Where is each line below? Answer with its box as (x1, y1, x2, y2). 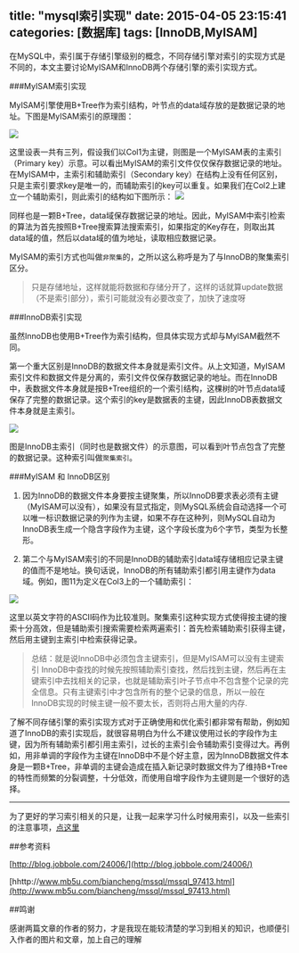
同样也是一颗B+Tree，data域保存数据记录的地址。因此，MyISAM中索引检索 (9, 210, 286, 220)
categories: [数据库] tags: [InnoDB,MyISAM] (9, 25, 258, 40)
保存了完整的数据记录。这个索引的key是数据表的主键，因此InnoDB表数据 (9, 394, 276, 404)
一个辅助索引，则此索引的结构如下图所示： (16, 191, 174, 202)
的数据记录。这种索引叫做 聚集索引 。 (9, 452, 138, 462)
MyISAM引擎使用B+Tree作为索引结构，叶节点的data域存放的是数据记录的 (9, 99, 278, 110)
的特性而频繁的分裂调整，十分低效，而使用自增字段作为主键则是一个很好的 (9, 772, 282, 783)
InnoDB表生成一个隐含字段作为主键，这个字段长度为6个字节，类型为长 (21, 523, 280, 534)
